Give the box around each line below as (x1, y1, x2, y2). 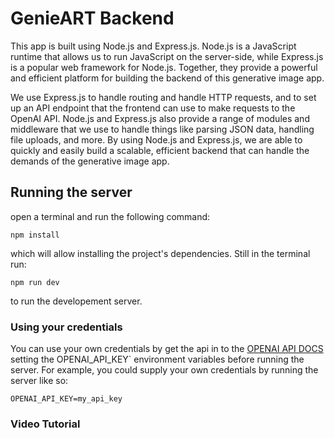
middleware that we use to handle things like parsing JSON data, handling (10, 123, 315, 135)
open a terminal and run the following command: (10, 210, 211, 222)
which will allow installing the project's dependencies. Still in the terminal (10, 247, 311, 259)
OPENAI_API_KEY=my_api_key (10, 394, 123, 404)
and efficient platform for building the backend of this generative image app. (10, 72, 325, 84)
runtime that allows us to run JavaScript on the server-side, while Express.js (10, 50, 324, 62)
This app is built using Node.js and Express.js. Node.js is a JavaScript (10, 40, 297, 52)
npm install (10, 230, 60, 240)
